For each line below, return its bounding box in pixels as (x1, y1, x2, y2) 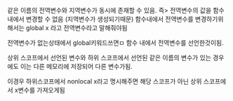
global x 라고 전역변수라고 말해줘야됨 (25, 24, 128, 32)
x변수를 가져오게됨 (14, 86, 65, 94)
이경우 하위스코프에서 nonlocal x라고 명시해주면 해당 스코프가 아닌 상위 (7, 77, 202, 86)
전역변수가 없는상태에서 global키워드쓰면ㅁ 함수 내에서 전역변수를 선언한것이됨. (7, 39, 225, 47)
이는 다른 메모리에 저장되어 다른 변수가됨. (20, 62, 133, 70)
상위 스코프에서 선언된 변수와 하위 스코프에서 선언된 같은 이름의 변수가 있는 (7, 53, 212, 62)
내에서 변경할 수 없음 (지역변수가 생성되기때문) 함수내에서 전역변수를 (7, 15, 194, 23)
